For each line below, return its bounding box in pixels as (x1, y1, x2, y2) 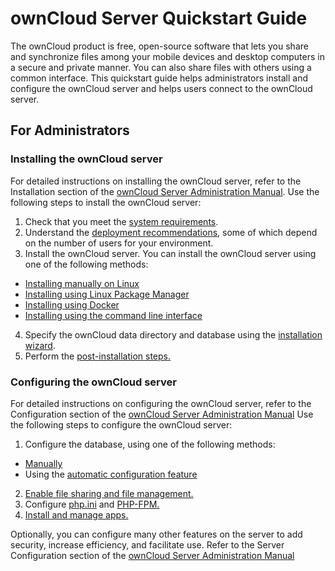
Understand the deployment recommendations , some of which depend (24, 226, 318, 238)
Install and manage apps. (24, 508, 129, 521)
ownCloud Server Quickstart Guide (10, 7, 308, 30)
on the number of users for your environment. (24, 237, 214, 249)
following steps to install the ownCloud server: (10, 196, 202, 208)
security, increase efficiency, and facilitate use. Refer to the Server (10, 538, 285, 551)
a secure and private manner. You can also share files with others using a (10, 61, 312, 73)
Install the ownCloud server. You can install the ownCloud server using (24, 247, 317, 259)
